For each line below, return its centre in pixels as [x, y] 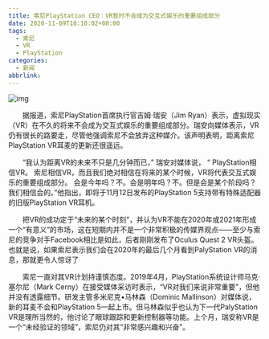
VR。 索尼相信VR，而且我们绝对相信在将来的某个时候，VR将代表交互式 [132, 172]
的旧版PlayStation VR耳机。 [54, 202]
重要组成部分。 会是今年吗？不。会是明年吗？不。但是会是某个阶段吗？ [139, 182]
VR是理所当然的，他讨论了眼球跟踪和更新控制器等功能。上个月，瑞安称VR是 [134, 317]
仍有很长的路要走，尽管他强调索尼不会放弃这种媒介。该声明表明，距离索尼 [131, 135]
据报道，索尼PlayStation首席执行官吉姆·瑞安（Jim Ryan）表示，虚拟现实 [141, 115]
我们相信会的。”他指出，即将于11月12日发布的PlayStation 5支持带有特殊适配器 [135, 192]
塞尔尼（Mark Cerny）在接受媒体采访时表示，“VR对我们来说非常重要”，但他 [134, 287]
